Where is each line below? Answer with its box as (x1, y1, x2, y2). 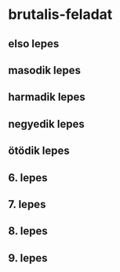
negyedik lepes (8, 117, 85, 131)
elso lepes (8, 37, 60, 50)
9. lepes (8, 251, 49, 265)
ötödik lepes (8, 144, 71, 158)
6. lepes (8, 171, 49, 184)
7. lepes (8, 197, 46, 211)
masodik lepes (8, 63, 81, 76)
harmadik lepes (8, 91, 86, 104)
